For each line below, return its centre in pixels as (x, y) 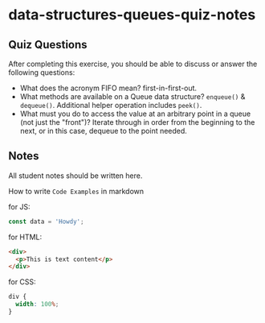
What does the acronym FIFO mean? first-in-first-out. (108, 88)
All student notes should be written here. (75, 176)
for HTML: (25, 237)
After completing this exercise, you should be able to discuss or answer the (133, 64)
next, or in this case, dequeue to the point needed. (103, 131)
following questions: (42, 72)
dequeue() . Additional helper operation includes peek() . (111, 105)
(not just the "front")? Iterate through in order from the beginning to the (137, 122)
